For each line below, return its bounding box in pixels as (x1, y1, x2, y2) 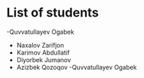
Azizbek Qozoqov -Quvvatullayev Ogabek (16, 63, 137, 71)
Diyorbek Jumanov (16, 55, 71, 64)
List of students (6, 5, 99, 21)
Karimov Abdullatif (16, 48, 70, 57)
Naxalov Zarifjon (16, 41, 64, 49)
